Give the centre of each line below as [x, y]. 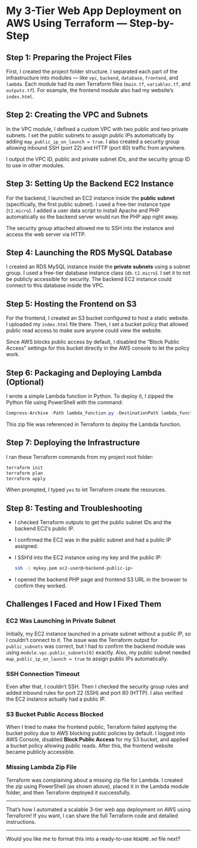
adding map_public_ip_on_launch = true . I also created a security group [93, 141]
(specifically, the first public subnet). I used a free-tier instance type [88, 204]
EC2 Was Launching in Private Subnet [61, 621]
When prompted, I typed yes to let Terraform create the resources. [86, 490]
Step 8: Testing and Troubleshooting [74, 508]
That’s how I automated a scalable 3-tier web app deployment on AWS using [98, 809]
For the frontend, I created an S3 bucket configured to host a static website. [98, 318]
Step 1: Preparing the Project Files [69, 57]
